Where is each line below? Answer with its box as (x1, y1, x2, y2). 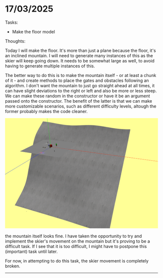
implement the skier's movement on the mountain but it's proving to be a (5, 238, 150, 244)
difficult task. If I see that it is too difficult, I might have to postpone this (5, 243, 147, 249)
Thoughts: (5, 38, 26, 44)
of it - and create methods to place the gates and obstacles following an (5, 77, 149, 83)
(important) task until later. (5, 248, 58, 254)
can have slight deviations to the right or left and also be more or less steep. (5, 88, 157, 93)
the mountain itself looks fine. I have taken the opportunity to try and (5, 233, 142, 239)
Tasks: (5, 19, 18, 25)
